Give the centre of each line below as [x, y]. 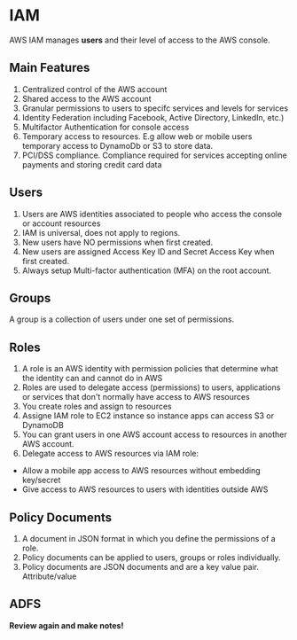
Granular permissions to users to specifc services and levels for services [155, 108]
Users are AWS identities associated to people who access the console [152, 214]
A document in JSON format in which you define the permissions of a [149, 539]
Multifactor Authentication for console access [106, 127]
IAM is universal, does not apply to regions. [101, 232]
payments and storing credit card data [92, 164]
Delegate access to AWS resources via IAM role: [110, 454]
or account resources [61, 223]
